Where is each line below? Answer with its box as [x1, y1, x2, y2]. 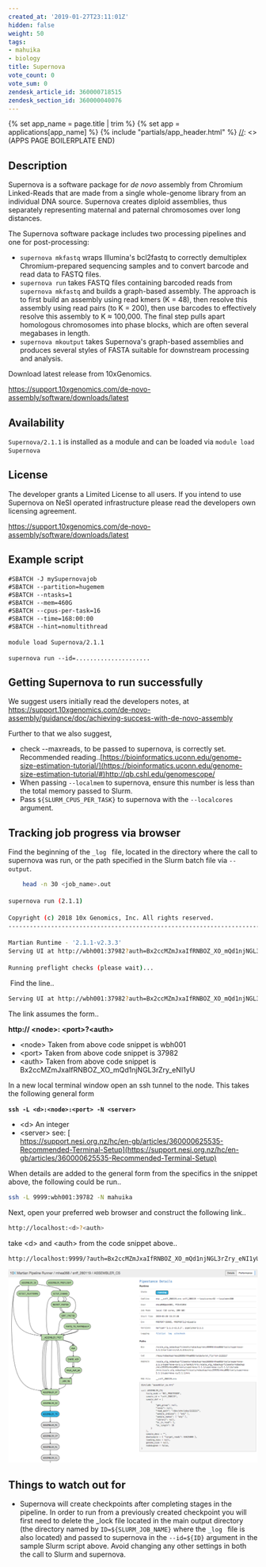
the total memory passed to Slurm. [19, 786, 133, 796]
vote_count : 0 [8, 71, 55, 79]
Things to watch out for [8, 1478, 127, 1492]
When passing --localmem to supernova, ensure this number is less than [19, 778, 255, 788]
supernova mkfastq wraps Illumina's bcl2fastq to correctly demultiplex [19, 253, 247, 262]
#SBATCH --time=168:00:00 [8, 614, 93, 622]
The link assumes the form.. [8, 1009, 99, 1019]
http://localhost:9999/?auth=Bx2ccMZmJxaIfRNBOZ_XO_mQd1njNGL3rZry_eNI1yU [8, 1255, 260, 1263]
